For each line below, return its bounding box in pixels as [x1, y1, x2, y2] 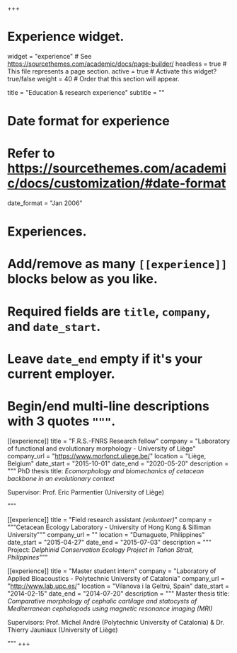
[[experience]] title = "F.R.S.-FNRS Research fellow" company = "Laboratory [7, 437, 230, 445]
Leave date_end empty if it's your [7, 351, 203, 366]
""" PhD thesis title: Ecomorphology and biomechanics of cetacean [7, 466, 204, 475]
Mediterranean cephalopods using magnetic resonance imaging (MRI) [7, 604, 213, 613]
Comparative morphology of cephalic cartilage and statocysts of [7, 596, 197, 605]
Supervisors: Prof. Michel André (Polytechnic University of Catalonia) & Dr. [7, 618, 225, 626]
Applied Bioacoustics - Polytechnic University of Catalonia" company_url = [7, 574, 225, 582]
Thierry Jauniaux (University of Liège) [7, 625, 118, 634]
